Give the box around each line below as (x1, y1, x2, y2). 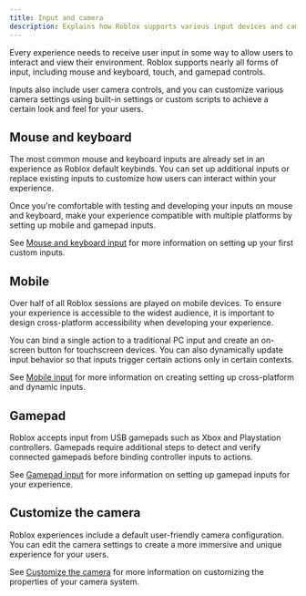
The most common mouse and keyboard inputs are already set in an (9, 154, 266, 165)
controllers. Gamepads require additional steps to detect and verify (9, 441, 261, 452)
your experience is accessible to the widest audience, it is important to (9, 307, 275, 319)
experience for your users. (9, 549, 109, 560)
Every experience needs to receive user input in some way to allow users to (9, 46, 293, 57)
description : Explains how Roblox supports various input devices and (9, 22, 283, 31)
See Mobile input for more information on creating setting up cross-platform (9, 372, 294, 383)
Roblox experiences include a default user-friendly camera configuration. (9, 529, 285, 540)
